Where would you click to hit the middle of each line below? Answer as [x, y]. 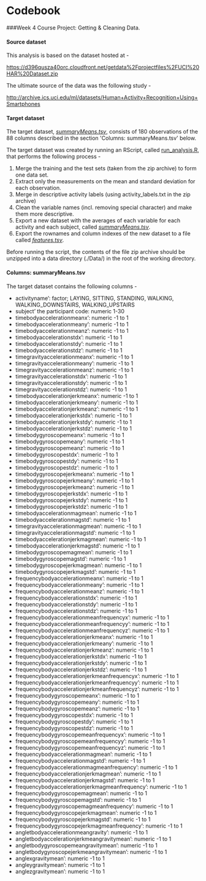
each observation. [38, 188]
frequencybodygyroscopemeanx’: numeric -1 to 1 [77, 695]
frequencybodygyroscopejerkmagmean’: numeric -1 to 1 [86, 812]
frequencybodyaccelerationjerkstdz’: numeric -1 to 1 [81, 669]
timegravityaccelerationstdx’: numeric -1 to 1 [71, 376]
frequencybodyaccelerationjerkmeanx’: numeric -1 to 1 [84, 637]
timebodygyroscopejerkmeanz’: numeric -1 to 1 [74, 487]
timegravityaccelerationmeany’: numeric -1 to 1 [74, 363]
